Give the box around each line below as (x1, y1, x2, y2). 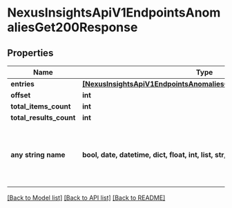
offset (10, 91, 31, 100)
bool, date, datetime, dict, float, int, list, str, (82, 150, 226, 160)
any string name (10, 150, 66, 160)
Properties (7, 47, 54, 59)
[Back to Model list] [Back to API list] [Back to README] (7, 193, 166, 202)
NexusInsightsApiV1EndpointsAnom (7, 5, 221, 21)
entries (10, 79, 35, 88)
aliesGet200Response (7, 19, 138, 35)
